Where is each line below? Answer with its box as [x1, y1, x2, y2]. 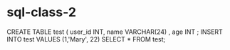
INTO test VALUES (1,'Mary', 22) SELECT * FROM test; [6, 35, 166, 43]
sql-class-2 [6, 4, 76, 20]
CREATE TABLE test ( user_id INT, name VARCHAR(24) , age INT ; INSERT [6, 27, 224, 36]
